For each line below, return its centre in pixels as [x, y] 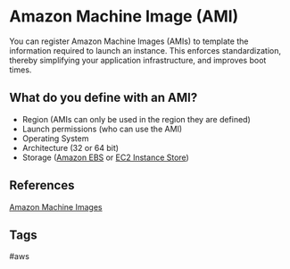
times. [21, 70]
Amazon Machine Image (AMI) [124, 17]
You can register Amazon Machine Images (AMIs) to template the [129, 41]
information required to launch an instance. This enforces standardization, [145, 50]
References [42, 185]
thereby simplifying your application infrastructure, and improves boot [138, 60]
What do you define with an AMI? [104, 98]
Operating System [55, 138]
